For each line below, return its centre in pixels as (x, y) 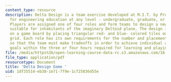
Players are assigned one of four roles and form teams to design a (84, 24)
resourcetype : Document (31, 62)
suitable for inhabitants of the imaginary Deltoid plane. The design (86, 29)
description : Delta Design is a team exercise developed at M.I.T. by (82, 15)
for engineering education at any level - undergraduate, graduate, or (88, 19)
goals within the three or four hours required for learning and (81, 48)
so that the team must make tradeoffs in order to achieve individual (86, 43)
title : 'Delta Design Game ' (36, 67)
